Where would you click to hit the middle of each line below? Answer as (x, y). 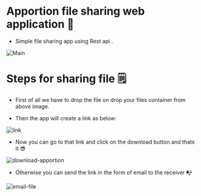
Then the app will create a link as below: (66, 118)
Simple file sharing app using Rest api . (64, 41)
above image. (32, 106)
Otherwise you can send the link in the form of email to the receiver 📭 (104, 172)
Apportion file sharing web (76, 11)
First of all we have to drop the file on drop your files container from (100, 100)
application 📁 (40, 24)
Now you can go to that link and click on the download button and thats (105, 142)
